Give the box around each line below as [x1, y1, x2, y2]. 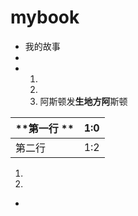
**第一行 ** [15, 121, 75, 135]
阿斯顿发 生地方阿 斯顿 [39, 95, 128, 107]
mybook [10, 6, 80, 29]
